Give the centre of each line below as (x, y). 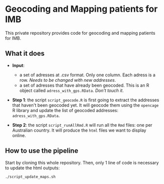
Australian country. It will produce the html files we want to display (79, 130)
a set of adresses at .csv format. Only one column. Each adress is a (87, 75)
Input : (18, 65)
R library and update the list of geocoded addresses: (65, 110)
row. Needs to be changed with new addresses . (68, 80)
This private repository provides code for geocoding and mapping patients (80, 33)
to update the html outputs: (32, 168)
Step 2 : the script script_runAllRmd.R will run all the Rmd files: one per (82, 125)
